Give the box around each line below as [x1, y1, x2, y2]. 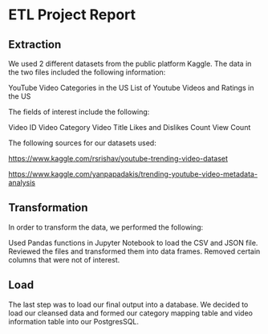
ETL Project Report [8, 6, 136, 24]
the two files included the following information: [8, 67, 166, 77]
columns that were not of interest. [8, 255, 120, 264]
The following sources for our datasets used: [8, 138, 156, 148]
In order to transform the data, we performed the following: [8, 222, 204, 232]
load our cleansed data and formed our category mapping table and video [8, 308, 253, 318]
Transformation [8, 201, 88, 214]
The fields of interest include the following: [8, 107, 150, 116]
